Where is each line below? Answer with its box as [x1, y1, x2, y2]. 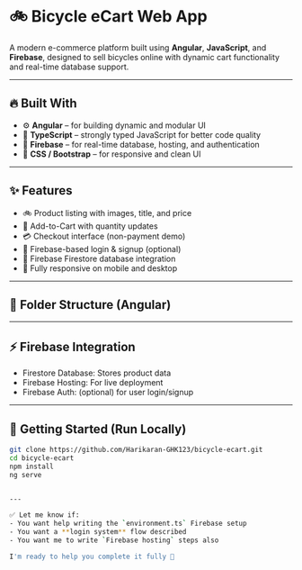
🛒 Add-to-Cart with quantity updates [22, 221, 159, 231]
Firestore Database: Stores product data [22, 367, 172, 378]
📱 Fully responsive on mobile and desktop [22, 262, 178, 274]
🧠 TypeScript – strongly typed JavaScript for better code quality [22, 129, 262, 140]
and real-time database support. [9, 61, 129, 72]
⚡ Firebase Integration [9, 339, 137, 355]
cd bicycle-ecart [9, 453, 75, 463]
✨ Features [9, 183, 73, 198]
